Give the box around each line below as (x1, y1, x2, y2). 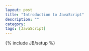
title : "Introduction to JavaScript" (5, 12, 84, 17)
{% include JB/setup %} (5, 40, 55, 46)
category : (5, 21, 26, 27)
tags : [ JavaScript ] (5, 26, 46, 31)
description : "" (5, 17, 39, 22)
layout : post (5, 7, 33, 13)
